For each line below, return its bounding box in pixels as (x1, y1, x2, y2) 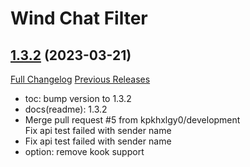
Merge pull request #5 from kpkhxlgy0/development (24, 114, 241, 126)
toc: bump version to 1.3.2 (24, 93, 132, 104)
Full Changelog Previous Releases (10, 73, 151, 85)
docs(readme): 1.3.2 (24, 103, 108, 115)
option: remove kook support (24, 146, 145, 157)
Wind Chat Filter (10, 7, 148, 30)
